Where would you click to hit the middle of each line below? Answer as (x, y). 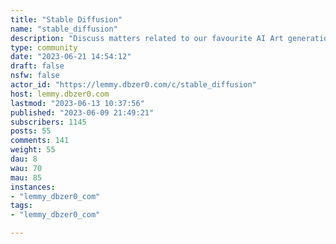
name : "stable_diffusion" (64, 29)
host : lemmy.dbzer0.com (60, 94)
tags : (21, 206)
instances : (33, 187)
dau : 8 (24, 159)
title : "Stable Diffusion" (66, 19)
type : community (44, 47)
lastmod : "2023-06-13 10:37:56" (77, 103)
